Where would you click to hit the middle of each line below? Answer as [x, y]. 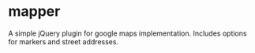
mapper [34, 11]
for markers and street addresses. [64, 41]
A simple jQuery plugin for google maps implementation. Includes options [127, 33]
